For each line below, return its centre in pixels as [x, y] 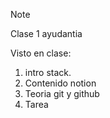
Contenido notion [60, 83]
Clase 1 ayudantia [46, 33]
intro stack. [48, 72]
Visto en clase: [41, 53]
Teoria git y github [62, 93]
